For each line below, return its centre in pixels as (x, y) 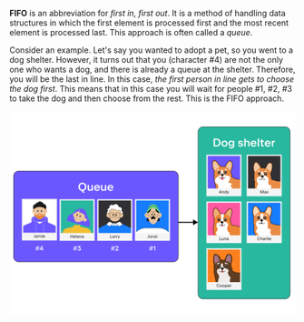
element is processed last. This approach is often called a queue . (131, 32)
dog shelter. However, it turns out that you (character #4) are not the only (147, 60)
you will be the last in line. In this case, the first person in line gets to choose (152, 79)
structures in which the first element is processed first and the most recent (149, 23)
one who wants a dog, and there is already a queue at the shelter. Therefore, (152, 69)
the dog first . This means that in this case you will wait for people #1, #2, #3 (151, 89)
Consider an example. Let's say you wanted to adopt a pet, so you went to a (151, 50)
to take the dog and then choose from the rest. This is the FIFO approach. (147, 98)
